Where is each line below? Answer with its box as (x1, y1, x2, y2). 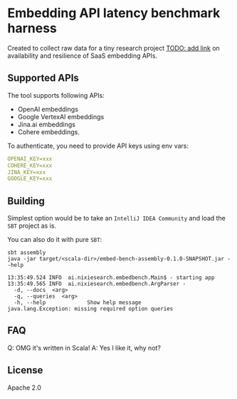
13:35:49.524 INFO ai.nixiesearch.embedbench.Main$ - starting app (7, 274, 215, 281)
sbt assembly (7, 249, 46, 256)
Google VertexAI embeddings (17, 112, 105, 121)
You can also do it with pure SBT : (7, 236, 102, 244)
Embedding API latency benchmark (7, 5, 221, 21)
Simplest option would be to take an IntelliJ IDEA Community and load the (7, 214, 226, 223)
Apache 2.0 (7, 383, 41, 392)
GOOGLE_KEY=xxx (7, 175, 53, 183)
